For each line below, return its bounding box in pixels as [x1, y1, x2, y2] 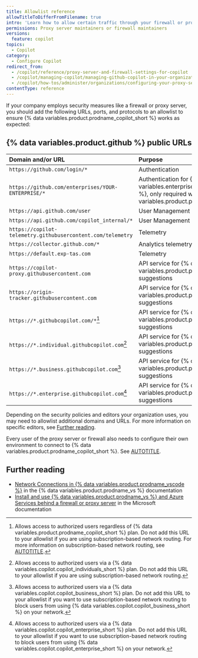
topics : [6, 42, 25, 48]
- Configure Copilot [11, 58, 62, 64]
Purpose [138, 155, 163, 163]
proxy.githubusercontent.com [9, 270, 91, 277]
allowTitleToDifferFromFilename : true [6, 14, 101, 20]
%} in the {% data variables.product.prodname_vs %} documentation [14, 487, 183, 494]
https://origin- [9, 289, 55, 296]
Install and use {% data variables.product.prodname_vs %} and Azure [14, 493, 184, 500]
